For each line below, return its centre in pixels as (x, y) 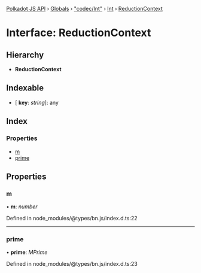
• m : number (22, 207)
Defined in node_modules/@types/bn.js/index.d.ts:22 (72, 219)
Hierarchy (25, 55)
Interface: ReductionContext (79, 33)
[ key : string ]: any (36, 102)
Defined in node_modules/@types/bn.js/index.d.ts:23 (72, 264)
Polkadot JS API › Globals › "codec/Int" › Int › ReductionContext (84, 9)
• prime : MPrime (27, 252)
